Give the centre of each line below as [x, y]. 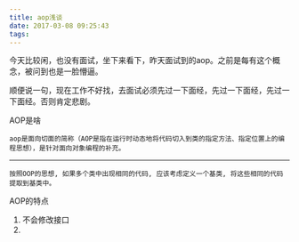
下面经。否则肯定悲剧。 [52, 101]
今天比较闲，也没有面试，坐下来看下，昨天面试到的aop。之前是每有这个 [141, 60]
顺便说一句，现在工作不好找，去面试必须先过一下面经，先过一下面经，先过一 [149, 91]
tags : [19, 34]
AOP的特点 [29, 201]
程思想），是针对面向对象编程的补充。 [68, 149]
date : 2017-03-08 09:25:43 [59, 26]
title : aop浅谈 [36, 17]
